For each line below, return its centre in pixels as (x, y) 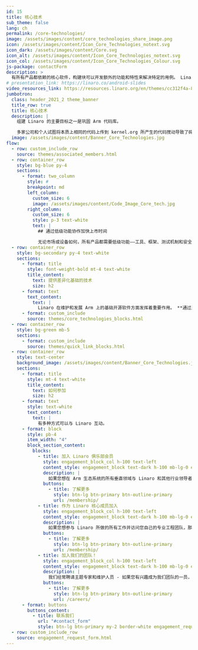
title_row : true (31, 105)
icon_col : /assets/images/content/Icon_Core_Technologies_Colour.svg (93, 61)
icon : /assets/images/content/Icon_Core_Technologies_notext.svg (88, 45)
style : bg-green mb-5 (43, 330)
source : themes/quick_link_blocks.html (76, 347)
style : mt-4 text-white (56, 379)
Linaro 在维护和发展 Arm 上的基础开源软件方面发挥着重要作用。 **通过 (114, 308)
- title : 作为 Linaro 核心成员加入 (77, 506)
